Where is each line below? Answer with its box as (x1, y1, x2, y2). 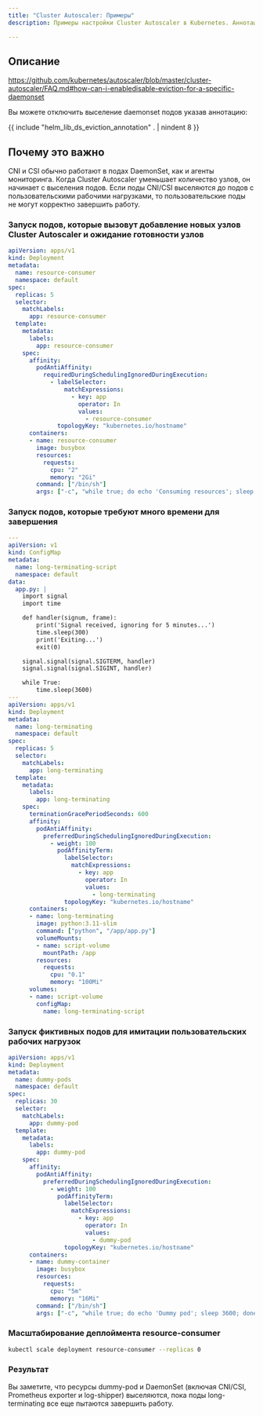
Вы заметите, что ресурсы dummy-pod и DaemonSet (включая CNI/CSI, (8, 1381, 247, 1391)
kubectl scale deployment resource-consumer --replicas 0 (8, 1345, 201, 1353)
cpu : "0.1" (49, 971, 86, 979)
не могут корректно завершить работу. (8, 199, 141, 209)
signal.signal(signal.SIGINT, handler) (22, 664, 153, 672)
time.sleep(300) (36, 628, 89, 636)
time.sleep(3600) (36, 686, 92, 694)
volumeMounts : (36, 934, 82, 942)
